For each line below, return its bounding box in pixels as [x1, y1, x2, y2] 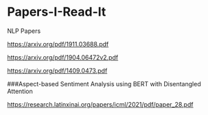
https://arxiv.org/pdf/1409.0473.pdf [7, 66, 108, 75]
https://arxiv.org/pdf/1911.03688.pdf [7, 40, 109, 48]
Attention [7, 87, 33, 95]
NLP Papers [7, 27, 41, 35]
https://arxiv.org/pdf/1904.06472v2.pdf [7, 53, 119, 62]
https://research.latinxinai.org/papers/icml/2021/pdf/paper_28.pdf [7, 100, 194, 108]
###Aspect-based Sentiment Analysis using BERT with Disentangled [7, 79, 201, 88]
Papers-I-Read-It [7, 4, 106, 20]
